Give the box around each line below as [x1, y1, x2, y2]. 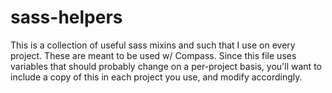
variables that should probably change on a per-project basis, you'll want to [10, 60, 322, 72]
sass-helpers [10, 6, 123, 29]
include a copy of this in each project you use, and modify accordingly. [10, 71, 303, 83]
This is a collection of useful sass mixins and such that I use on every [10, 39, 296, 51]
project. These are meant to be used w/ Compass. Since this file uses [10, 49, 297, 61]
